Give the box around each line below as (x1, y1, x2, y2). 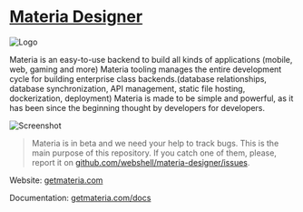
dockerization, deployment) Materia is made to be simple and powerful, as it (9, 93, 294, 104)
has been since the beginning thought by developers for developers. (9, 102, 266, 113)
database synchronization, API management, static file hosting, (9, 83, 246, 94)
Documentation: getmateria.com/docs (9, 192, 151, 203)
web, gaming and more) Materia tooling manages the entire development (9, 64, 282, 75)
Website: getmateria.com (9, 175, 103, 186)
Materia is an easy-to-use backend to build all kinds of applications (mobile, (9, 54, 293, 65)
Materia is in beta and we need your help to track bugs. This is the (31, 137, 279, 148)
